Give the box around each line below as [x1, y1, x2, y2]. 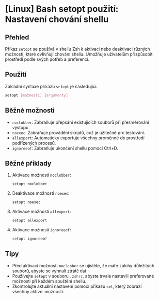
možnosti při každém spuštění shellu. [12, 278, 87, 284]
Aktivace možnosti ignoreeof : [12, 226, 71, 232]
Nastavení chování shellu [5, 14, 109, 25]
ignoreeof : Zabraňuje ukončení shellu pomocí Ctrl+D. [12, 145, 118, 151]
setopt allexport [12, 218, 48, 223]
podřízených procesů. [12, 140, 56, 146]
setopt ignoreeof [12, 236, 48, 241]
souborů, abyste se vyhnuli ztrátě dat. [12, 268, 88, 274]
